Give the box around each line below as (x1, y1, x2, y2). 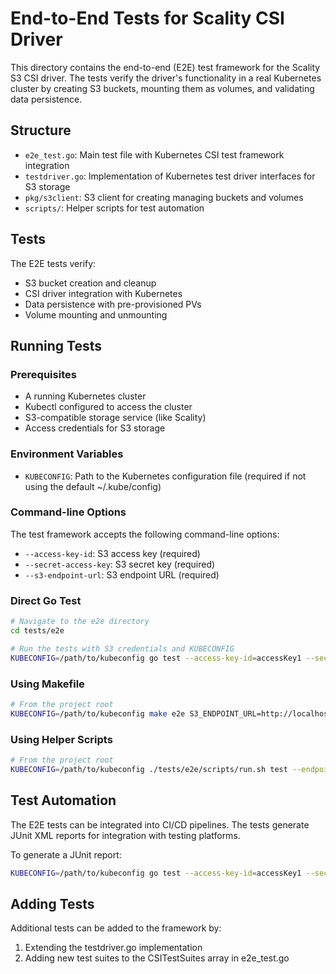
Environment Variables (10, 447, 124, 461)
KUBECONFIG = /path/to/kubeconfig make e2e (10, 708, 186, 719)
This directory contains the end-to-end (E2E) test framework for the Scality (10, 61, 321, 73)
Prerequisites (10, 367, 77, 381)
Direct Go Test (10, 593, 82, 607)
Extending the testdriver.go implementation (24, 942, 203, 954)
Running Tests (10, 337, 102, 354)
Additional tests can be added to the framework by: (10, 922, 222, 934)
